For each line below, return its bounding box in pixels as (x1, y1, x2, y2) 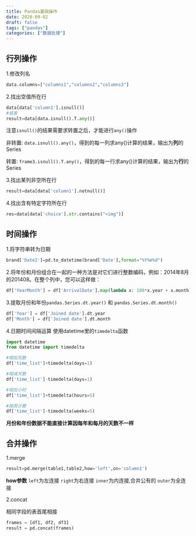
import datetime (6, 339, 45, 345)
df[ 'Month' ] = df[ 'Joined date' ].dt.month (6, 316, 111, 322)
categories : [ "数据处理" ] (6, 30, 66, 36)
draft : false (6, 19, 38, 25)
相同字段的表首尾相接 (6, 508, 57, 515)
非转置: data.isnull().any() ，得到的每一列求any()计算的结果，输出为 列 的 (6, 139, 184, 146)
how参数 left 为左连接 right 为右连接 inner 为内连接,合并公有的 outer (6, 477, 171, 484)
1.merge (6, 455, 25, 462)
